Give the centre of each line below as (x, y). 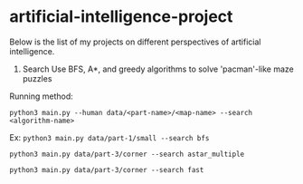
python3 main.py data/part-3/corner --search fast (107, 169)
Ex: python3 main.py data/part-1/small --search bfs (109, 137)
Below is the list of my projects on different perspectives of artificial (135, 42)
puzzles (37, 78)
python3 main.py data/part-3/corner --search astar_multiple (127, 154)
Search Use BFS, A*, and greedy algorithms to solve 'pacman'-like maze (158, 69)
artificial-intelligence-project (121, 17)
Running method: (42, 96)
